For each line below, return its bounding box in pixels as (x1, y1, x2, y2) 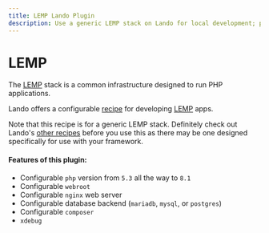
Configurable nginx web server (19, 190, 122, 199)
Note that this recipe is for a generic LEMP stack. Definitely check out (8, 119, 238, 129)
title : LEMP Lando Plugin (8, 11, 94, 20)
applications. (8, 89, 50, 98)
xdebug (19, 217, 42, 225)
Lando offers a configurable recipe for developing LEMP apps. (8, 104, 214, 114)
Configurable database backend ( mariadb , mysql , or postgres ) (19, 198, 223, 208)
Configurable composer (19, 207, 94, 216)
